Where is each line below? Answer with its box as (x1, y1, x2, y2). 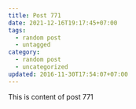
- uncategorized (15, 63, 68, 71)
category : (8, 48, 41, 56)
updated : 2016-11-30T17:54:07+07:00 (8, 70, 128, 78)
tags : (8, 26, 26, 34)
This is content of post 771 (8, 92, 94, 101)
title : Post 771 (8, 11, 61, 20)
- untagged (15, 41, 51, 49)
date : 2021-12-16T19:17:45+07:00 (8, 19, 118, 27)
